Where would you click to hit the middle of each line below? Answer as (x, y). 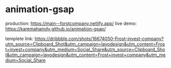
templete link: (20, 39)
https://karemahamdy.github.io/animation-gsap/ (55, 28)
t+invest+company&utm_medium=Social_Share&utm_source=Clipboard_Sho (85, 49)
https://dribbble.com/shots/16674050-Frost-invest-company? (99, 39)
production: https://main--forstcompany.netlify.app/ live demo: (71, 23)
